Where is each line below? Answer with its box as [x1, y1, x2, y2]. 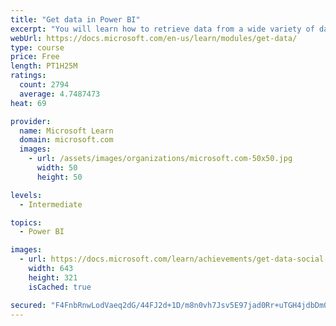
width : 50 [36, 163, 78, 173]
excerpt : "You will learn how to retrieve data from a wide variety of [10, 24, 315, 34]
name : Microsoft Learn [19, 126, 114, 136]
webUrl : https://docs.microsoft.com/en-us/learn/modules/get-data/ [10, 33, 298, 43]
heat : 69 [10, 98, 47, 108]
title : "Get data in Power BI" [10, 14, 141, 25]
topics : [10, 217, 43, 228]
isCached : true [28, 282, 92, 292]
